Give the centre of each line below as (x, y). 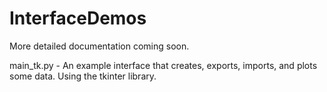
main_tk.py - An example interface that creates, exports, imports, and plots (163, 65)
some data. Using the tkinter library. (83, 76)
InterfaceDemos (78, 18)
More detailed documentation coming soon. (99, 46)
